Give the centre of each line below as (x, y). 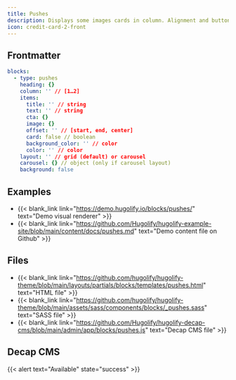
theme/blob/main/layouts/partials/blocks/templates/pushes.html (110, 285)
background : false (47, 170)
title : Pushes (28, 14)
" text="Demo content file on (176, 231)
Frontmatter (34, 55)
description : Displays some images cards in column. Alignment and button (119, 20)
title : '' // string (56, 104)
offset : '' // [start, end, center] (79, 131)
